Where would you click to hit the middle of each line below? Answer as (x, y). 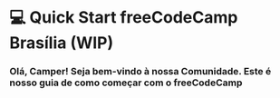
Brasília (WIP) (62, 43)
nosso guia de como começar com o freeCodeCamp (126, 83)
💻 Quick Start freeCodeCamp (124, 18)
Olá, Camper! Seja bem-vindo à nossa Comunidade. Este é (140, 72)
